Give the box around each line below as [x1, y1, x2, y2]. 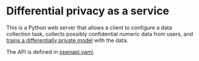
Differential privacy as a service [6, 4, 169, 18]
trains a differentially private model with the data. [6, 36, 128, 44]
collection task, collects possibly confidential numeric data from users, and [6, 30, 194, 37]
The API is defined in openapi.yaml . [6, 48, 95, 55]
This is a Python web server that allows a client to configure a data [6, 24, 172, 31]
